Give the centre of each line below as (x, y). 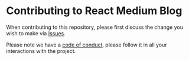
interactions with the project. (41, 51)
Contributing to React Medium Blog (94, 11)
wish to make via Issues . (36, 33)
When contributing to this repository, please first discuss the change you (94, 27)
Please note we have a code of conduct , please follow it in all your (87, 45)
